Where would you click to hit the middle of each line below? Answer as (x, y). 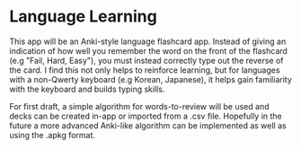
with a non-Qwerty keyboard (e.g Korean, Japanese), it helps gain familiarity (150, 79)
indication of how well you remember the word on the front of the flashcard (148, 50)
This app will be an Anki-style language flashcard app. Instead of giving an (148, 41)
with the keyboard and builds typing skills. (87, 89)
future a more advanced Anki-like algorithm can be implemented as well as (148, 125)
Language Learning (83, 17)
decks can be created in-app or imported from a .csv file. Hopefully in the (146, 116)
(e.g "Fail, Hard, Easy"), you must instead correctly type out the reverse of (147, 60)
